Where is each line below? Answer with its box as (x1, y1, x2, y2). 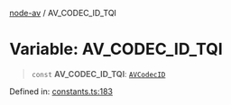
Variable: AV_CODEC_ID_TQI (9, 39, 223, 59)
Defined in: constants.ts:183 (9, 85, 113, 97)
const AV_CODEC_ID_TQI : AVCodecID (31, 68, 166, 79)
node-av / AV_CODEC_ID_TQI (9, 8, 117, 18)
